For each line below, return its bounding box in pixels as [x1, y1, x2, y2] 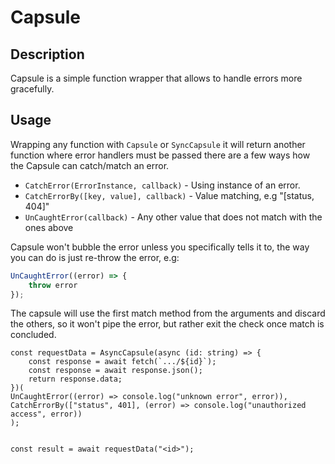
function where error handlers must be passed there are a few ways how [10, 149, 311, 161]
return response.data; [28, 374, 123, 385]
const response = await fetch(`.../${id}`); [28, 357, 217, 367]
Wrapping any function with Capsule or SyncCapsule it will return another [10, 138, 306, 150]
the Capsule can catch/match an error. [10, 159, 170, 171]
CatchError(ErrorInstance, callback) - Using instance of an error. [24, 179, 301, 191]
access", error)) [10, 409, 83, 420]
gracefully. [10, 83, 55, 95]
